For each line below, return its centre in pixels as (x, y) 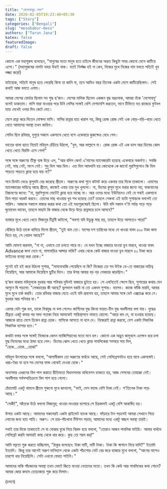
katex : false (19, 38)
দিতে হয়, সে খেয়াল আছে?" (25, 235)
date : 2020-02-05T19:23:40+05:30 (40, 14)
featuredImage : (21, 42)
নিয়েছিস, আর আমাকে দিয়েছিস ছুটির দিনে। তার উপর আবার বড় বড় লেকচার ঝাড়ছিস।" (67, 272)
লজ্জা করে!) (13, 72)
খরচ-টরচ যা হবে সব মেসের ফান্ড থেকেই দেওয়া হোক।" (44, 362)
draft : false (19, 47)
